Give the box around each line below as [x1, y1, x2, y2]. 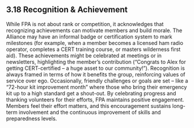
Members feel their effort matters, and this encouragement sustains [6, 102, 172, 109]
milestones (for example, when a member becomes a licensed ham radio [6, 39, 183, 46]
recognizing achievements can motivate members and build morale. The [6, 27, 183, 34]
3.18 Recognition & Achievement [6, 5, 128, 15]
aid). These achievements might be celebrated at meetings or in [6, 52, 162, 59]
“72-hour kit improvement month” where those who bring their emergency [6, 83, 187, 91]
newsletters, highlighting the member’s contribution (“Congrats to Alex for [6, 58, 186, 65]
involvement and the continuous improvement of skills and [18, 108, 161, 116]
